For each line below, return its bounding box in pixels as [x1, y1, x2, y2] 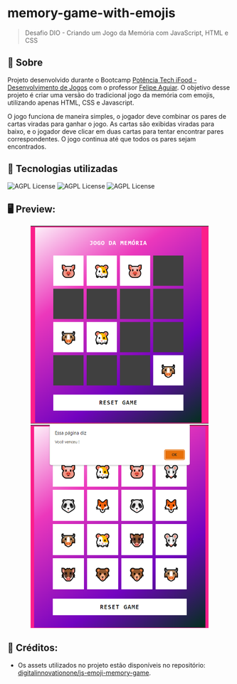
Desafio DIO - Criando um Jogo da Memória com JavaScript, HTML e [24, 28, 229, 37]
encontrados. [7, 142, 47, 151]
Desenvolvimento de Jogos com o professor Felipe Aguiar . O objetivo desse [7, 83, 230, 92]
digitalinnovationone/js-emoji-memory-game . [17, 668, 152, 677]
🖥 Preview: [7, 203, 56, 215]
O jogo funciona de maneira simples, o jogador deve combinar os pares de [7, 112, 226, 120]
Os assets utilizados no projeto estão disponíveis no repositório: [17, 661, 206, 669]
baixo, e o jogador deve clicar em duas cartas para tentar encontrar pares [7, 127, 224, 136]
